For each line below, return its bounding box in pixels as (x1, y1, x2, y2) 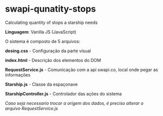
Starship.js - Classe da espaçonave (5, 81, 78, 87)
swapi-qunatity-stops (5, 3, 96, 15)
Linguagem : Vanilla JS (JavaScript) (5, 29, 77, 35)
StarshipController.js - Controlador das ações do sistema (5, 91, 122, 97)
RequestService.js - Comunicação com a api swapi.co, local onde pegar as (5, 67, 158, 73)
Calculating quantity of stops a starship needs (5, 19, 98, 25)
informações (5, 72, 31, 77)
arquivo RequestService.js (5, 105, 58, 111)
